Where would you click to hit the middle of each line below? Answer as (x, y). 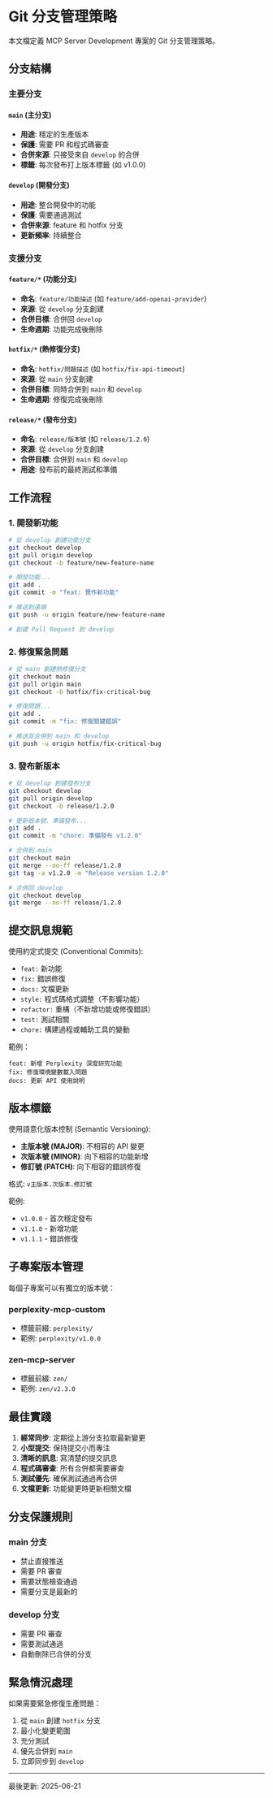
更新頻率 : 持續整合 (51, 235)
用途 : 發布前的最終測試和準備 (69, 470)
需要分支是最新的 (49, 1591)
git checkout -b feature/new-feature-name (81, 563)
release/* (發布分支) (43, 419)
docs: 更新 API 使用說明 (47, 1081)
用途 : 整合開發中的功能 (58, 205)
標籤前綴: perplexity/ (56, 1328)
